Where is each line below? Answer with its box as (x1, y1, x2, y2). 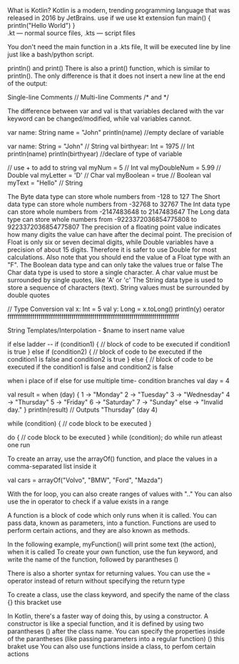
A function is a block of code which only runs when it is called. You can (7, 511, 217, 519)
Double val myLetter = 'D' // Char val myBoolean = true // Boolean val (7, 171, 212, 179)
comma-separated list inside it (7, 462, 97, 470)
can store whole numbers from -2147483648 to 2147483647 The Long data (7, 208, 230, 216)
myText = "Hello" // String (7, 178, 83, 187)
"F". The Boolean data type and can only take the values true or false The (7, 260, 223, 269)
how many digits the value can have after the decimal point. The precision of (7, 230, 233, 238)
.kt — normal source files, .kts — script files (7, 29, 136, 37)
